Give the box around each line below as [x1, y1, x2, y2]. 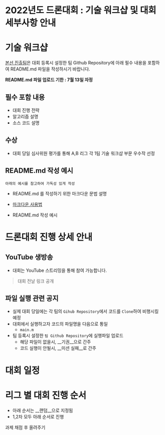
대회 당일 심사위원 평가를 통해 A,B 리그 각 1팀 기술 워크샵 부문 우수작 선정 [12, 150, 155, 156]
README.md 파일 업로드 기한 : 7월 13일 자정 [5, 77, 93, 83]
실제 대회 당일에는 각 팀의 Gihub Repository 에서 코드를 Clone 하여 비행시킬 [12, 308, 159, 315]
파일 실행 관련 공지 [5, 294, 59, 303]
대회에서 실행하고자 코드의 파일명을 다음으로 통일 [12, 321, 108, 327]
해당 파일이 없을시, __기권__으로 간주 [20, 339, 91, 345]
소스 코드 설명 [12, 119, 40, 126]
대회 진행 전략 [12, 107, 40, 113]
